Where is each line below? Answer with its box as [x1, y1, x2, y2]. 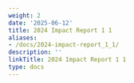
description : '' [8, 48, 62, 56]
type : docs [8, 63, 45, 71]
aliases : [8, 33, 37, 42]
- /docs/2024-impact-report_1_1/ [8, 41, 120, 49]
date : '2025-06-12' [8, 19, 73, 27]
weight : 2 [8, 11, 41, 20]
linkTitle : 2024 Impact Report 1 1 [8, 56, 127, 64]
